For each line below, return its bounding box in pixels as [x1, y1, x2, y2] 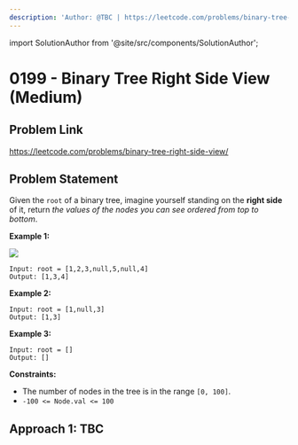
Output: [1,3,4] [9, 272, 69, 282]
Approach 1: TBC [9, 421, 105, 436]
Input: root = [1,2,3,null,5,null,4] [9, 265, 149, 274]
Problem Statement [9, 172, 119, 187]
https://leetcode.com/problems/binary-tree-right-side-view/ [9, 145, 229, 156]
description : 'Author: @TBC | [9, 12, 122, 22]
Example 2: [9, 288, 51, 299]
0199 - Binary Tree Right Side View [9, 68, 271, 89]
